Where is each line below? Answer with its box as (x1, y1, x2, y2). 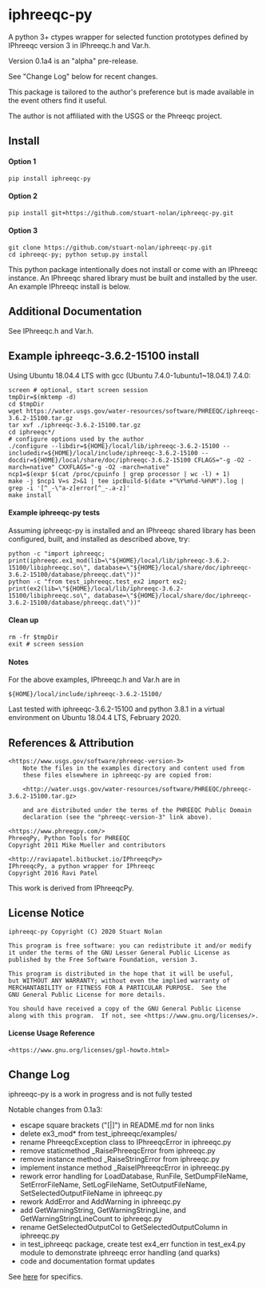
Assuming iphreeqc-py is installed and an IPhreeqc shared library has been (8, 526, 256, 535)
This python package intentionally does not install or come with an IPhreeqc (8, 264, 258, 274)
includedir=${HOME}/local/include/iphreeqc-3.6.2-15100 (8, 449, 198, 457)
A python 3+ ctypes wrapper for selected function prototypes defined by (8, 32, 249, 42)
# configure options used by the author (8, 434, 145, 443)
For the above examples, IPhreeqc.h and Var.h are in (8, 675, 181, 685)
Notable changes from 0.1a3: (8, 1104, 103, 1114)
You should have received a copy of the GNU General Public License (8, 1004, 241, 1013)
